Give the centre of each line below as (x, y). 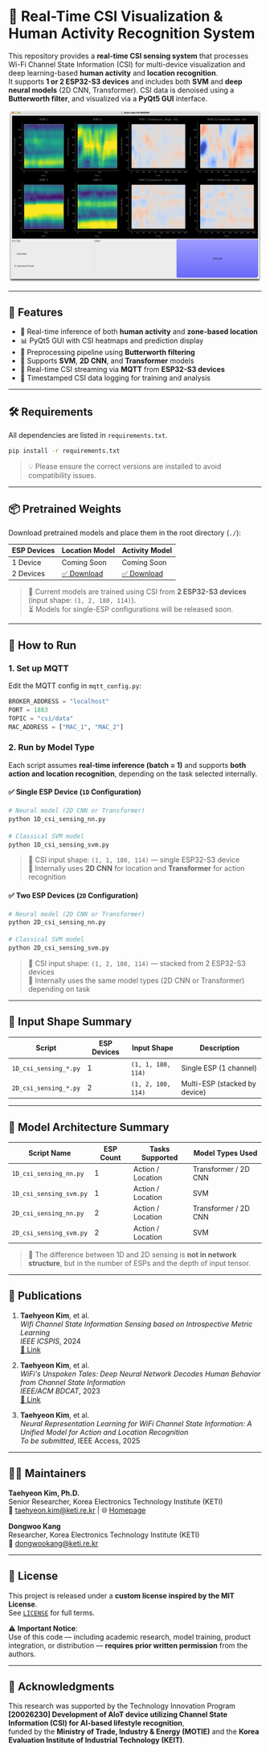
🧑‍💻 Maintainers (47, 1473)
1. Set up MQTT (39, 668)
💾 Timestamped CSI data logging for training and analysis (115, 378)
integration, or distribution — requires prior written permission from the (128, 1645)
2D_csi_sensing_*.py (46, 1089)
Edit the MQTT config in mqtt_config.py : (75, 686)
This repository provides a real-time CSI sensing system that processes (129, 56)
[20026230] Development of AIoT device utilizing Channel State (118, 1714)
